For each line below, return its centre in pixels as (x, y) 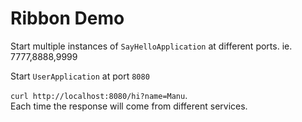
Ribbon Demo (67, 18)
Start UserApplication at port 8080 (80, 76)
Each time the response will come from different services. (129, 106)
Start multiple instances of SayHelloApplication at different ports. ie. (151, 46)
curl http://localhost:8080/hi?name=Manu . (99, 95)
